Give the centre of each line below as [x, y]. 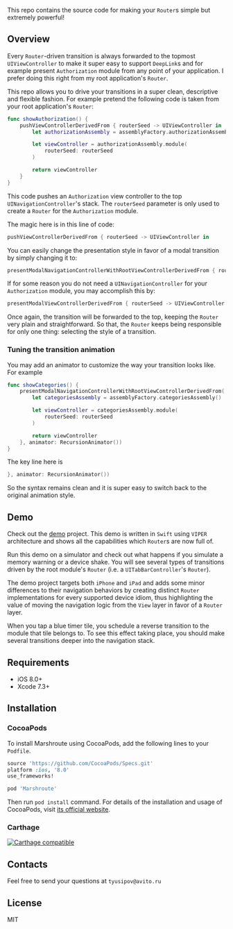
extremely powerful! [36, 17]
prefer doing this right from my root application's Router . [88, 78]
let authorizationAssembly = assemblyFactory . [101, 132]
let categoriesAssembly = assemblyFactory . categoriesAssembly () [127, 398]
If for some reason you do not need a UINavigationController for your [107, 283]
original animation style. [41, 495]
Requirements [38, 662]
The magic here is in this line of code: [61, 224]
